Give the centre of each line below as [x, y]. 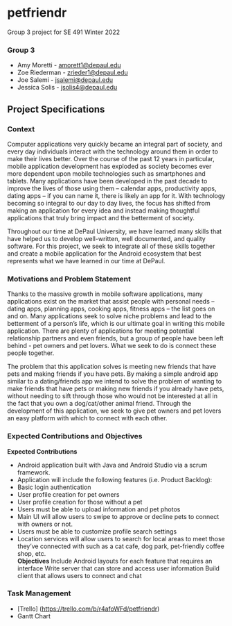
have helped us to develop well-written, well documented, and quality [106, 238]
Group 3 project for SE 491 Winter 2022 [64, 32]
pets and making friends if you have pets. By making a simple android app [113, 374]
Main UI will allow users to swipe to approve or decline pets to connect [118, 516]
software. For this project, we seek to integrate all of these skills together [111, 246]
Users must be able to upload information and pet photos [99, 509]
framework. [34, 472]
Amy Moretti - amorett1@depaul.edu [69, 65]
